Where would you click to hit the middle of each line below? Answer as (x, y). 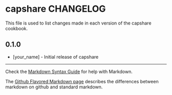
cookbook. (17, 28)
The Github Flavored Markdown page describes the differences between (82, 81)
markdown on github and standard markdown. (54, 87)
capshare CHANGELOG (56, 9)
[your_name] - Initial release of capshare (56, 57)
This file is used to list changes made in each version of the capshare (79, 23)
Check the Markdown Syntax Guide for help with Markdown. (69, 72)
